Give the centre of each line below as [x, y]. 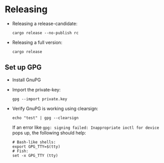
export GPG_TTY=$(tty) [36, 147]
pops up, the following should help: [49, 133]
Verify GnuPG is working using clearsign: [55, 108]
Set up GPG [23, 67]
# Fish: [20, 151]
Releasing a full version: [37, 42]
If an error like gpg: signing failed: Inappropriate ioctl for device [86, 127]
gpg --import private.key [39, 99]
